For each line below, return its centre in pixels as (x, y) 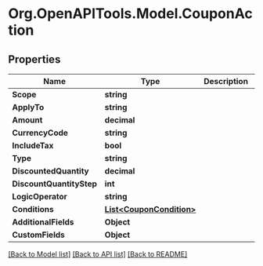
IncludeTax (33, 146)
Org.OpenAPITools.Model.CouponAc (130, 14)
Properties (34, 59)
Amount (27, 120)
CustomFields (38, 235)
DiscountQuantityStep (55, 184)
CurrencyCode (40, 133)
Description (226, 81)
